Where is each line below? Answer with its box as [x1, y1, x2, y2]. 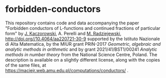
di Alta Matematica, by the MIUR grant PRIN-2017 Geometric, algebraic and [5, 41, 161, 47]
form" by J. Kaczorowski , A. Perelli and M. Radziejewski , [5, 30, 122, 36]
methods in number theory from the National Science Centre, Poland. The [5, 51, 157, 58]
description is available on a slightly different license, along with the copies [5, 57, 160, 63]
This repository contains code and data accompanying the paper [5, 20, 139, 26]
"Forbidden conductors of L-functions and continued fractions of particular [5, 25, 160, 31]
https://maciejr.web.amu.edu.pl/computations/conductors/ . [5, 67, 129, 73]
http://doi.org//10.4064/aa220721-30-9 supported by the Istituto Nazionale [5, 36, 160, 42]
